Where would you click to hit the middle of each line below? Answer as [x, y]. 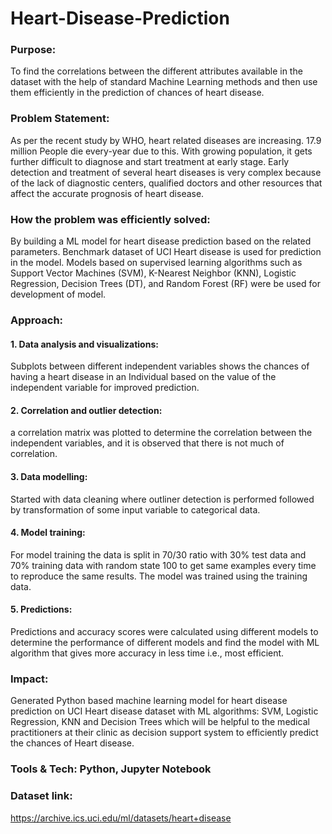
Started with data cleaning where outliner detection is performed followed [162, 499]
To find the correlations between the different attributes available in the [156, 71]
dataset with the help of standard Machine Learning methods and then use [164, 82]
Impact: [29, 679]
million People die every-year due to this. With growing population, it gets [161, 151]
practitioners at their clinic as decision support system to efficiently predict [164, 733]
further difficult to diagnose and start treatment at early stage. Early [150, 161]
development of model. [58, 294]
